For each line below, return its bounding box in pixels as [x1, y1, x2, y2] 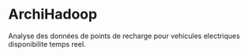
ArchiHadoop [8, 5, 97, 23]
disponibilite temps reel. [8, 39, 86, 48]
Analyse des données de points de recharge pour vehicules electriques [8, 31, 241, 40]
